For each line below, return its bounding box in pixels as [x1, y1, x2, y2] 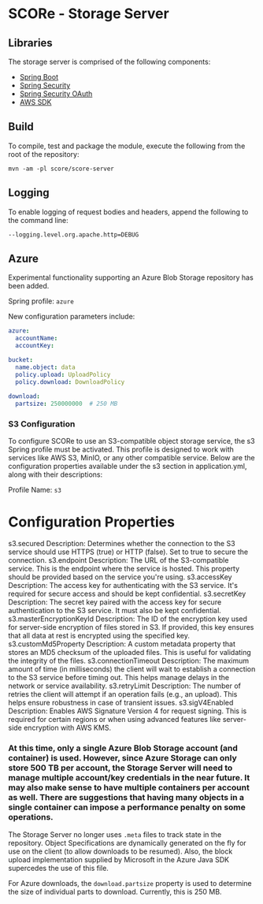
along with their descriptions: [8, 470, 103, 479]
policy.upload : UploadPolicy [15, 370, 111, 378]
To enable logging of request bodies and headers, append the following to [8, 206, 249, 217]
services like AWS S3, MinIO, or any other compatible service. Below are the [8, 453, 255, 463]
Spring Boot [19, 73, 59, 81]
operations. [8, 812, 54, 823]
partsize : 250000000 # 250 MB [15, 400, 118, 408]
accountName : [15, 334, 58, 343]
